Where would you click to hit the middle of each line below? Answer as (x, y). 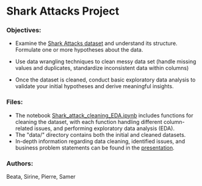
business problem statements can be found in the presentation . (95, 148)
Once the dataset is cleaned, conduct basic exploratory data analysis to (105, 80)
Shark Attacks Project (63, 11)
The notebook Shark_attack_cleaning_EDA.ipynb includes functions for (104, 115)
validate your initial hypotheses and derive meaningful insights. (94, 86)
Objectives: (24, 30)
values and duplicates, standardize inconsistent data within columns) (102, 68)
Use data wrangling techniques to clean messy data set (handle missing (106, 61)
